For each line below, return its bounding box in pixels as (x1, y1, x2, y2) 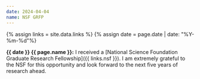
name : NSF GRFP (6, 14, 44, 20)
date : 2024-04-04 (6, 8, 50, 15)
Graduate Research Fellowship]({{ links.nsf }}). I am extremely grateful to (6, 55, 186, 62)
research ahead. (6, 67, 47, 74)
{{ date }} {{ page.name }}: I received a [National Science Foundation (6, 48, 178, 55)
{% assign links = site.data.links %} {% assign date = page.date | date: (6, 30, 180, 37)
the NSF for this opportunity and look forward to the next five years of (6, 61, 178, 68)
